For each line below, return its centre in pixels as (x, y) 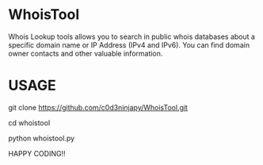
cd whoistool (29, 123)
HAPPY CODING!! (37, 153)
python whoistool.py (42, 138)
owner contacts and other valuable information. (86, 53)
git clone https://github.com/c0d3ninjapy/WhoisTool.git (98, 107)
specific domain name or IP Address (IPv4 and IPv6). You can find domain (129, 44)
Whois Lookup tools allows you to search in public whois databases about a (132, 36)
